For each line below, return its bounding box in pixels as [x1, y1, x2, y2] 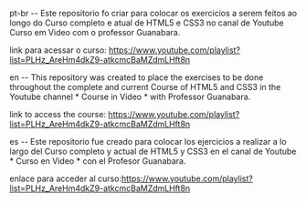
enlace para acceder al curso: [9, 173, 121, 184]
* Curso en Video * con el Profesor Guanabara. [9, 156, 186, 167]
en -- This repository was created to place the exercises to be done [9, 72, 264, 83]
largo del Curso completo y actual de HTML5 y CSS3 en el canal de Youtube [9, 146, 297, 157]
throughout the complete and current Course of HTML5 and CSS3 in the [9, 82, 281, 92]
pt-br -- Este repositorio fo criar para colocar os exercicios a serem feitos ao [9, 8, 298, 18]
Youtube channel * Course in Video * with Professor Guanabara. [9, 91, 251, 102]
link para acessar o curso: [9, 45, 107, 56]
